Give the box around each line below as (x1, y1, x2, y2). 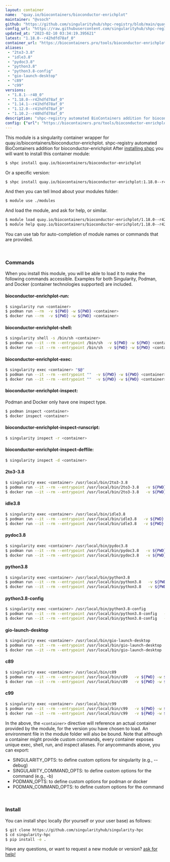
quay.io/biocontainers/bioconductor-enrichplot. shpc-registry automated (5, 140, 157, 146)
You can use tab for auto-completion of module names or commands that (5, 231, 158, 237)
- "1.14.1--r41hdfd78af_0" (7, 102, 65, 107)
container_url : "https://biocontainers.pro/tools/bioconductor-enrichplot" (5, 41, 168, 46)
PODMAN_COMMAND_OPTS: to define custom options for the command (12, 783, 164, 790)
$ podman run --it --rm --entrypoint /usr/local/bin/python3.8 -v (5, 580, 153, 585)
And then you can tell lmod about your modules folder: (5, 189, 119, 195)
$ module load (5, 217, 35, 222)
